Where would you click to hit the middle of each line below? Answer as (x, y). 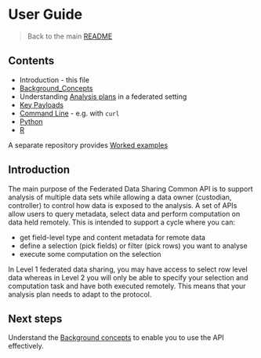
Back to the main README (70, 36)
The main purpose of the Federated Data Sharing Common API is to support (130, 188)
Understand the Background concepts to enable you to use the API (116, 338)
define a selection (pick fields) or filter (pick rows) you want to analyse (134, 246)
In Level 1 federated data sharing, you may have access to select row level (128, 269)
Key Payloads (42, 104)
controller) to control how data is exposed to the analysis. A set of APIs (123, 205)
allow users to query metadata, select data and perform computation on (124, 214)
